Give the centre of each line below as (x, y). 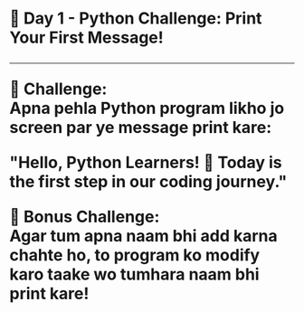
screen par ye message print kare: (141, 128)
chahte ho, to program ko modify (135, 255)
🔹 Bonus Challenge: (85, 217)
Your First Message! (87, 38)
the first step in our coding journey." (148, 182)
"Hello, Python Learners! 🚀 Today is (146, 163)
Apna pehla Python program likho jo (147, 109)
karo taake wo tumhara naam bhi (134, 274)
